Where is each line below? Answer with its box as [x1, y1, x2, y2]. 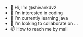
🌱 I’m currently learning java [10, 15, 68, 21]
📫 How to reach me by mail [10, 26, 68, 32]
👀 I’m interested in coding [10, 10, 63, 16]
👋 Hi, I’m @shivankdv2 [10, 5, 57, 10]
